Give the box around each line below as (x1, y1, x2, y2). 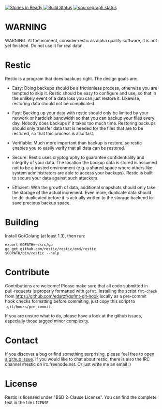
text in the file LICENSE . (5, 399, 50, 405)
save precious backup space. (12, 200, 71, 205)
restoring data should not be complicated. (12, 100, 96, 106)
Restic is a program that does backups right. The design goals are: (5, 76, 138, 81)
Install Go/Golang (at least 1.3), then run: (5, 233, 86, 238)
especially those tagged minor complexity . (5, 318, 89, 324)
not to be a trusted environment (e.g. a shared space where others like (12, 165, 153, 171)
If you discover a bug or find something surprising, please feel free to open (5, 351, 155, 357)
